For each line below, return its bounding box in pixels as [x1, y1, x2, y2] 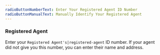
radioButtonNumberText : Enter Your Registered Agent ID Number [5, 7, 138, 12]
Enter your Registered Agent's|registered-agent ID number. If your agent [5, 39, 155, 45]
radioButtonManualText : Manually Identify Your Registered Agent [5, 12, 142, 17]
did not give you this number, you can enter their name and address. [5, 44, 144, 50]
